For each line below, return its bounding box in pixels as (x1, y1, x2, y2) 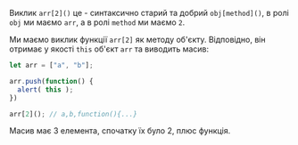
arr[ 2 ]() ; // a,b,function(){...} (9, 109, 138, 118)
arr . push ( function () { (9, 77, 94, 85)
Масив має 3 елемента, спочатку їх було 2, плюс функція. (9, 125, 231, 136)
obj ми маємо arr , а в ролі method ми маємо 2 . (9, 17, 186, 28)
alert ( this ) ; (17, 85, 74, 94)
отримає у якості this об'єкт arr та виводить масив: (9, 44, 210, 54)
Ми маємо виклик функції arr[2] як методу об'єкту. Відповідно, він (9, 35, 266, 44)
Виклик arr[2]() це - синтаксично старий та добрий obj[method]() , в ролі (9, 8, 290, 18)
